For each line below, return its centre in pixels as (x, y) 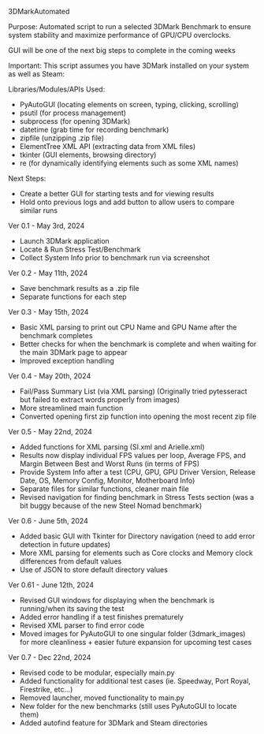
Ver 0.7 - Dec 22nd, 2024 (50, 657)
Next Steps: (27, 178)
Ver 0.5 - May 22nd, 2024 (50, 432)
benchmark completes (56, 335)
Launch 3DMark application (65, 241)
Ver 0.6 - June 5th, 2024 (48, 521)
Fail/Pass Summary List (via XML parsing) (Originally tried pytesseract (133, 391)
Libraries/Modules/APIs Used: (57, 89)
